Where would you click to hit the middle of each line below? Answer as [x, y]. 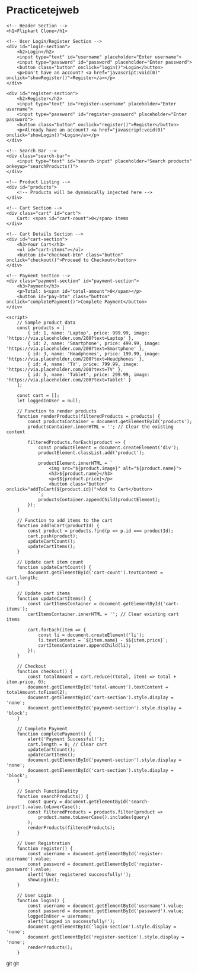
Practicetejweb [43, 10]
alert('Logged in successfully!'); [71, 921]
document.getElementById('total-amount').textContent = [98, 687]
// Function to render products [57, 411]
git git [12, 963]
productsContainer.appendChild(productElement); [99, 499]
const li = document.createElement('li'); [91, 635]
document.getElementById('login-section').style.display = [102, 927]
